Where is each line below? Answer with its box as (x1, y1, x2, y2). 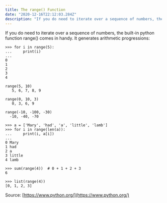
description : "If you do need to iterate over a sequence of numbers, (5, 16, 155, 21)
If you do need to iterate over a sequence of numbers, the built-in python (5, 30, 155, 36)
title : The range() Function (5, 7, 66, 12)
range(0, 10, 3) (5, 97, 39, 102)
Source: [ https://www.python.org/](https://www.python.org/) (5, 192, 130, 198)
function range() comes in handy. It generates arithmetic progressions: (5, 35, 150, 41)
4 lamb (5, 157, 19, 162)
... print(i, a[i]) (5, 132, 55, 137)
